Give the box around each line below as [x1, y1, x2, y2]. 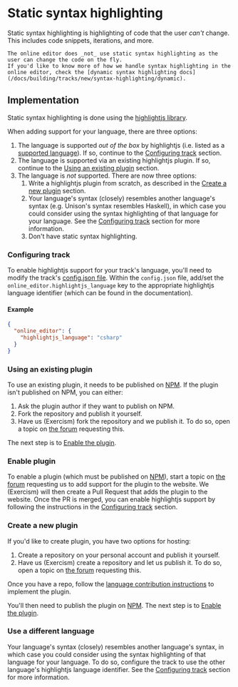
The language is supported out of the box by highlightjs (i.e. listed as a [17, 141, 225, 149]
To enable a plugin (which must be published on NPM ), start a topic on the [7, 472, 226, 481]
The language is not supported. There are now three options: [17, 171, 197, 180]
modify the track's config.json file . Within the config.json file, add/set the [7, 273, 224, 283]
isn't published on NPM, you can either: [7, 387, 123, 397]
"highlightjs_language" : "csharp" [20, 334, 123, 341]
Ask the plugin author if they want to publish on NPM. [17, 402, 175, 410]
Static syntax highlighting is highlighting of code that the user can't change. [7, 29, 230, 37]
